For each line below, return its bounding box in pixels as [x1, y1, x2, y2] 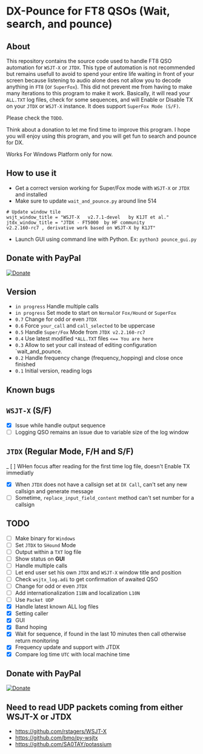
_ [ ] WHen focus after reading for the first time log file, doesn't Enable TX [6, 462, 190, 470]
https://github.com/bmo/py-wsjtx [15, 734, 98, 741]
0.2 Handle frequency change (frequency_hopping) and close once [15, 354, 184, 362]
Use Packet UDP [15, 596, 55, 604]
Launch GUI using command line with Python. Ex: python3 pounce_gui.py [15, 235, 197, 243]
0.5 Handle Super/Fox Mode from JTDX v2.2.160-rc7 [15, 329, 145, 336]
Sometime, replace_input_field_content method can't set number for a [15, 494, 195, 501]
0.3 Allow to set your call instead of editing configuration [15, 342, 157, 349]
